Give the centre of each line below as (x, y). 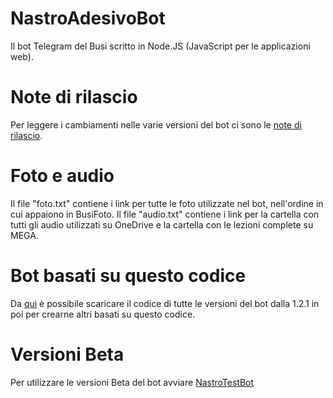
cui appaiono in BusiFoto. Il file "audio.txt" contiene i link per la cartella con (165, 214)
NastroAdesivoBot (88, 18)
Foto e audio (62, 176)
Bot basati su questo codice (128, 276)
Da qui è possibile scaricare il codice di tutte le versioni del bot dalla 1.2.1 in (165, 303)
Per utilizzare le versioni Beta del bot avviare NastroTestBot (132, 382)
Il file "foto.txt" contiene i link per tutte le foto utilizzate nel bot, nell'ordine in (167, 203)
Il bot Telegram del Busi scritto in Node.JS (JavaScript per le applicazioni (160, 46)
